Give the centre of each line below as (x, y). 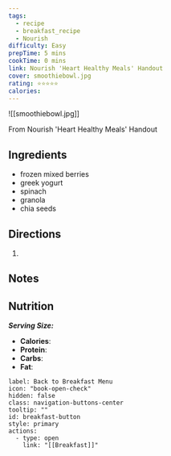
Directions (35, 234)
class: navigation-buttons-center (66, 403)
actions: (23, 431)
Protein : (33, 350)
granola (33, 200)
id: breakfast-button (45, 417)
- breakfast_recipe (48, 31)
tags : (17, 16)
